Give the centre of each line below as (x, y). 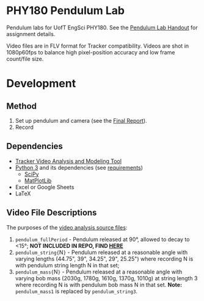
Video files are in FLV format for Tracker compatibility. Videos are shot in (98, 46)
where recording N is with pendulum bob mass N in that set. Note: (98, 285)
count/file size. (25, 59)
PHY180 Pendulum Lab (66, 11)
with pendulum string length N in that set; (67, 265)
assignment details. (31, 34)
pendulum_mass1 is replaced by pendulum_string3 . (76, 291)
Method (22, 106)
